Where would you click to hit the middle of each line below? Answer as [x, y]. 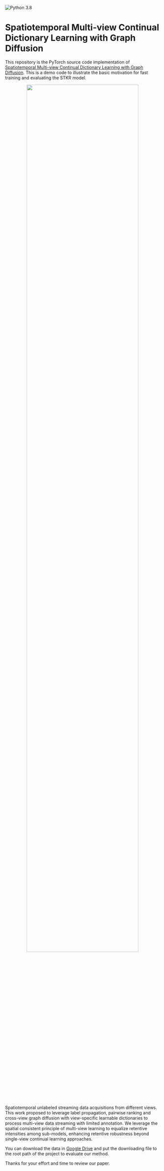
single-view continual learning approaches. [49, 1139]
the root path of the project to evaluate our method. [57, 1154]
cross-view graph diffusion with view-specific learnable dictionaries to [77, 1118]
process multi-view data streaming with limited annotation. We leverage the [82, 1123]
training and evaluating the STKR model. [46, 78]
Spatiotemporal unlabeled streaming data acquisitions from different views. [81, 1107]
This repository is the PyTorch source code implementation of [68, 62]
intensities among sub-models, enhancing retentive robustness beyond [77, 1134]
